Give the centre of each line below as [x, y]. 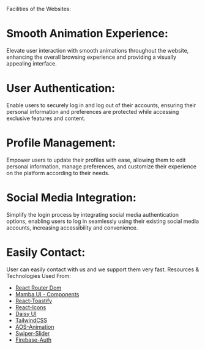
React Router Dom [38, 288]
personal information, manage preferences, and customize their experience [102, 166]
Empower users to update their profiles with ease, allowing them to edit [96, 160]
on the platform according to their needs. [58, 173]
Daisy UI [26, 313]
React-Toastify [34, 301]
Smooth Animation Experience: [87, 34]
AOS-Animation [35, 326]
